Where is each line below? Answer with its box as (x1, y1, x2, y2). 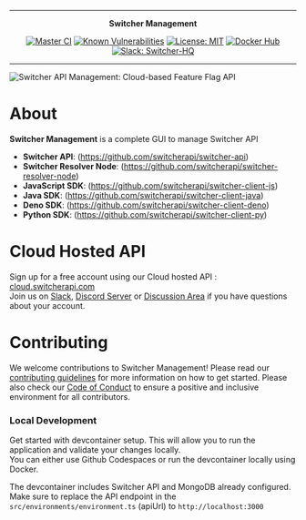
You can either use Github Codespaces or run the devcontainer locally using (9, 454, 296, 465)
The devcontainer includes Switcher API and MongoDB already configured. (9, 482, 291, 493)
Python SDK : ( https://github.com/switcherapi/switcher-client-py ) (22, 209, 268, 219)
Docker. (9, 464, 39, 474)
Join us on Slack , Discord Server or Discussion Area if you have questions (9, 291, 288, 301)
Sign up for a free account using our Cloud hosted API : (9, 270, 217, 282)
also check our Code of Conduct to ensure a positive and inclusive (9, 382, 260, 393)
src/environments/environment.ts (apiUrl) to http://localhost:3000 (9, 501, 264, 512)
